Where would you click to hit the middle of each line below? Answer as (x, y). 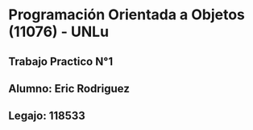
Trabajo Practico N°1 (61, 61)
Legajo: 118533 (47, 116)
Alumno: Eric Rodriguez (69, 89)
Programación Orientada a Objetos (127, 15)
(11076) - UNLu (59, 32)
